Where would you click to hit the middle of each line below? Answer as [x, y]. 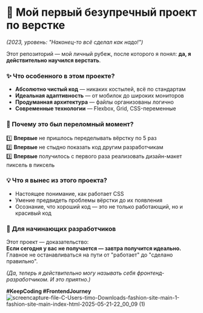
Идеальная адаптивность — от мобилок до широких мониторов [99, 96]
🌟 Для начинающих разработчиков [61, 229]
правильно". [22, 261]
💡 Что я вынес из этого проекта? [57, 180]
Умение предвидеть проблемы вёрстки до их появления [88, 200]
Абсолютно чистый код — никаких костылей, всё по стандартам [100, 89]
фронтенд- [151, 273]
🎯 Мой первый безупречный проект [101, 12]
